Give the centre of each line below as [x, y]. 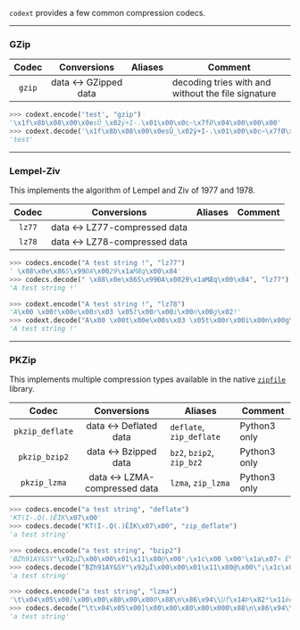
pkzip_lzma [44, 483]
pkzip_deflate [44, 431]
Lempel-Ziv [35, 170]
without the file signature [224, 94]
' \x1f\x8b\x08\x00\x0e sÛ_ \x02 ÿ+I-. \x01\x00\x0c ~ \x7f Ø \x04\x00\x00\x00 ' [145, 123]
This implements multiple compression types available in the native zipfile [147, 379]
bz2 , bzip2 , [192, 452]
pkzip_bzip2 [44, 457]
